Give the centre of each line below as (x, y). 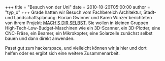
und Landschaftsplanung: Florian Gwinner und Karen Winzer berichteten (79, 17)
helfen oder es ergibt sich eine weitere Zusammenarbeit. (62, 53)
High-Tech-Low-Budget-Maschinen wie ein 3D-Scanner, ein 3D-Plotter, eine (83, 28)
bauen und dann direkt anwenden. (40, 38)
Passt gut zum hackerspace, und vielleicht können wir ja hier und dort (76, 48)
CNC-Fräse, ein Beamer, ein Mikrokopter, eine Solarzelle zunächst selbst (79, 33)
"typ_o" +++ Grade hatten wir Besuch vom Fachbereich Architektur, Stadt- (81, 12)
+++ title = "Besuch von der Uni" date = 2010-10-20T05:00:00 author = (78, 7)
